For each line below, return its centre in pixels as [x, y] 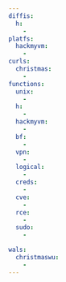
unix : [25, 91]
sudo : [25, 228]
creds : [27, 182]
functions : [27, 84]
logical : [30, 167]
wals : [17, 250]
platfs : [21, 39]
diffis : [21, 16]
